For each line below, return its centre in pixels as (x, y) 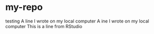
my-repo (24, 7)
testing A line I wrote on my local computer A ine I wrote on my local (77, 21)
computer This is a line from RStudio (44, 26)
